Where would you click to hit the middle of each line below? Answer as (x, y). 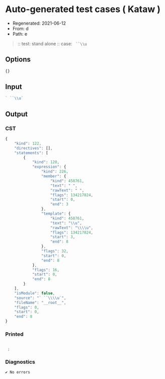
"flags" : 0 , (27, 307)
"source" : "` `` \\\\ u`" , (40, 298)
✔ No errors (18, 372)
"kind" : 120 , (46, 162)
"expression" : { (49, 167)
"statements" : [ (31, 153)
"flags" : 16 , (46, 270)
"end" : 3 (59, 204)
